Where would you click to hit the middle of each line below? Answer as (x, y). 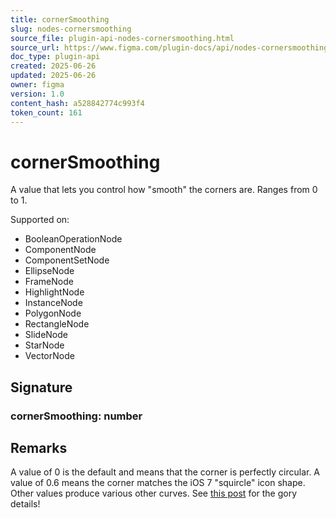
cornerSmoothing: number (76, 416)
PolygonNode (53, 313)
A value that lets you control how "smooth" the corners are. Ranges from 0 (164, 190)
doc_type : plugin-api (55, 57)
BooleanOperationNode (73, 239)
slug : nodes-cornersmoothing (71, 29)
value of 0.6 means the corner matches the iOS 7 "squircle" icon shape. (158, 483)
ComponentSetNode (67, 260)
